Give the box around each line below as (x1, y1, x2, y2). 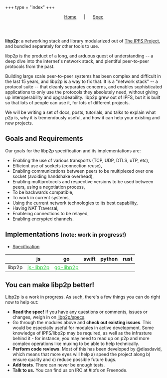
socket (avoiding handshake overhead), (12, 173, 94, 179)
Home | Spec (64, 14, 104, 19)
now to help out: (5, 299, 39, 305)
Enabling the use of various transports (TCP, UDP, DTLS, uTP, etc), (12, 157, 150, 163)
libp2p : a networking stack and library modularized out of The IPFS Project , (5, 38, 161, 44)
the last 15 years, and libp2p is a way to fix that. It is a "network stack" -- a (5, 78, 158, 84)
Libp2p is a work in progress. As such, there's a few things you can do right (5, 294, 161, 300)
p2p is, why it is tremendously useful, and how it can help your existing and (5, 115, 160, 120)
